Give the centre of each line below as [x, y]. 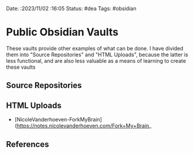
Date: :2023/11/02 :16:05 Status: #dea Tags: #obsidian [71, 8]
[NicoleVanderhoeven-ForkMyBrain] [58, 120]
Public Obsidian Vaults [62, 32]
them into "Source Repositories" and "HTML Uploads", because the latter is [97, 55]
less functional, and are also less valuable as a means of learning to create [96, 60]
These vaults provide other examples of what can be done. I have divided [95, 48]
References [28, 144]
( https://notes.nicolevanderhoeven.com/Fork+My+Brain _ [83, 126]
